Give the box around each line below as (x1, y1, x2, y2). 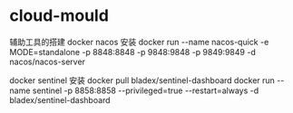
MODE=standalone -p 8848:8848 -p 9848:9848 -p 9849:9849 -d (9, 46, 256, 57)
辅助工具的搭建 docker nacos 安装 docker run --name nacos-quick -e (9, 36, 269, 47)
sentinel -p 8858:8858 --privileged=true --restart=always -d (32, 85, 259, 96)
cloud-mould (9, 5, 109, 26)
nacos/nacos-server (9, 56, 86, 67)
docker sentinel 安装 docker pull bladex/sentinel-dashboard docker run (9, 74, 275, 86)
